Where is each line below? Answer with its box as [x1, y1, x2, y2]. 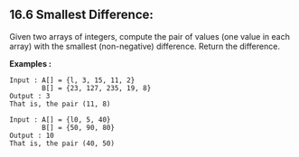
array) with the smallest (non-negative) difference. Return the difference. [9, 41, 280, 51]
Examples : [9, 58, 52, 69]
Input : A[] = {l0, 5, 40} [9, 115, 111, 125]
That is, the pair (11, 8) [9, 99, 111, 108]
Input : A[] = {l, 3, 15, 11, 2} [9, 76, 135, 85]
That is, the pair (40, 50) [9, 139, 116, 148]
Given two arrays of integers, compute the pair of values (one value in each [9, 31, 291, 42]
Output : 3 [9, 91, 51, 100]
